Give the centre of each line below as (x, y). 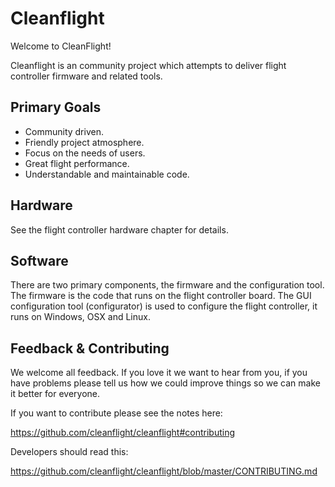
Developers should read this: (69, 452)
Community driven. (64, 131)
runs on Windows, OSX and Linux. (80, 317)
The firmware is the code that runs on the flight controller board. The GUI (161, 296)
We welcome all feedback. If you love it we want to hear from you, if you (159, 373)
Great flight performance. (77, 163)
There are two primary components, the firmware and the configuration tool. (167, 285)
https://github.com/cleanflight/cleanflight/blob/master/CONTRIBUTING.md (164, 471)
